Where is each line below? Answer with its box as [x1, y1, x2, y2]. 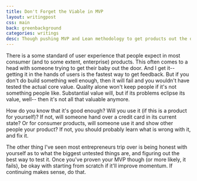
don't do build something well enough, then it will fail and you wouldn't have [6, 77, 189, 84]
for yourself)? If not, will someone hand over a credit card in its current [6, 113, 177, 120]
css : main [6, 19, 30, 25]
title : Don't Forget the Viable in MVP [6, 8, 104, 15]
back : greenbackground [6, 25, 62, 31]
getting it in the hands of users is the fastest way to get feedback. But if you [6, 71, 189, 78]
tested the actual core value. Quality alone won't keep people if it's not [6, 83, 177, 90]
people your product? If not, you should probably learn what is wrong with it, [6, 126, 191, 133]
